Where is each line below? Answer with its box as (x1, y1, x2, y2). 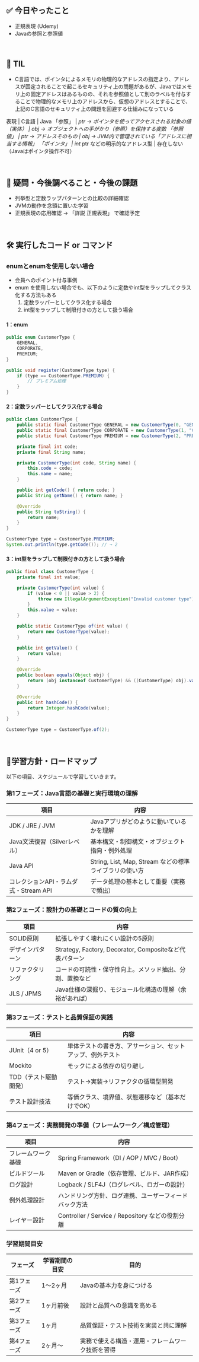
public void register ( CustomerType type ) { (6, 367, 115, 373)
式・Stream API (9, 886, 52, 895)
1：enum (6, 321, 28, 328)
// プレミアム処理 (27, 378, 66, 384)
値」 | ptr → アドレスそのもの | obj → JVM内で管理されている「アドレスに (6, 132, 187, 139)
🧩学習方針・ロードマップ (6, 756, 97, 766)
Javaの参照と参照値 (14, 30, 63, 37)
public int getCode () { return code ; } (17, 487, 115, 494)
